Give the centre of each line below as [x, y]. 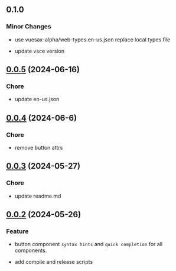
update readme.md [38, 196]
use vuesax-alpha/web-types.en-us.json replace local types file [92, 39]
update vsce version [40, 51]
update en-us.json [37, 99]
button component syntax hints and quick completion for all [89, 244]
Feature [17, 231]
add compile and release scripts [54, 262]
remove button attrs [39, 148]
